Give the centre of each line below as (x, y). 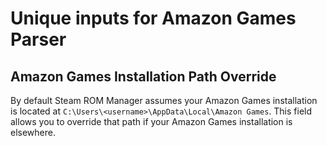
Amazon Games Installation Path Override (143, 76)
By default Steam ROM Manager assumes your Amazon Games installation (164, 100)
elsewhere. (33, 132)
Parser (38, 39)
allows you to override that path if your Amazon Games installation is (151, 121)
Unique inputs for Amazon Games (153, 18)
